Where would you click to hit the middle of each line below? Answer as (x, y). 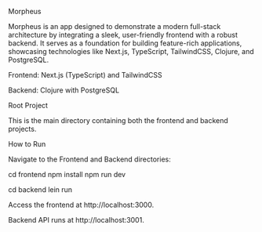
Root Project (28, 105)
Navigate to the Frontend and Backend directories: (89, 159)
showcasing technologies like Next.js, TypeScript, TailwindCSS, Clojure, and (131, 51)
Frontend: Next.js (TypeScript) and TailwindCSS (85, 75)
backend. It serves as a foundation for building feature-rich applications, (125, 43)
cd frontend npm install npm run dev (67, 174)
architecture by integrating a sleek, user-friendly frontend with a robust (123, 35)
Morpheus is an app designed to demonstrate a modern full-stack (115, 26)
